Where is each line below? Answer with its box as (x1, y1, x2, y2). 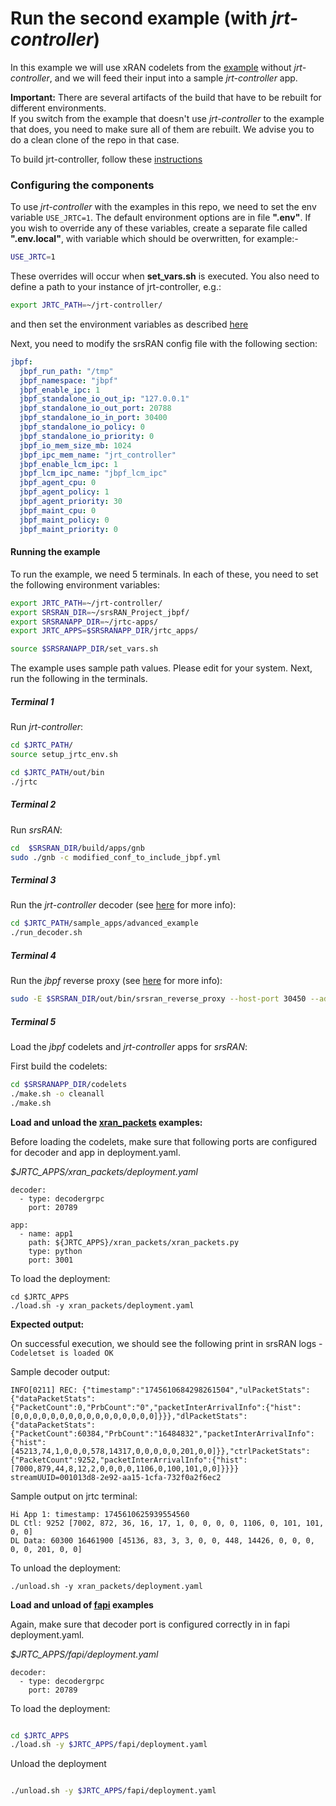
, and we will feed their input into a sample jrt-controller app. (49, 72, 298, 84)
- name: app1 (19, 1228, 74, 1239)
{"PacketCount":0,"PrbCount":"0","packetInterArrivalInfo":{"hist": (10, 1402, 302, 1412)
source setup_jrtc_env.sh (10, 750, 118, 760)
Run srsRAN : (10, 823, 63, 836)
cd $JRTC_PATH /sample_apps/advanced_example (10, 918, 199, 929)
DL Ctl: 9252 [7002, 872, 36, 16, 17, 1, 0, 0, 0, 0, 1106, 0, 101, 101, (10, 1518, 325, 1528)
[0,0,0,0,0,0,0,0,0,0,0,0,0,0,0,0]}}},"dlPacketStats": (10, 1411, 248, 1421)
